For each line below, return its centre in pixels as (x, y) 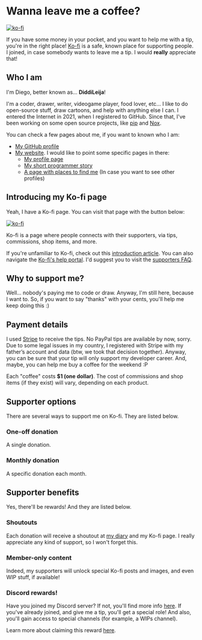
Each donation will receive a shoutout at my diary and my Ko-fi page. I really (100, 536)
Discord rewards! (32, 592)
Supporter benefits (43, 492)
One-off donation (32, 432)
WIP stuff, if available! (33, 577)
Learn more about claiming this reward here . (61, 630)
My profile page (44, 159)
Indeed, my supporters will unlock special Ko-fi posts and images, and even (100, 571)
